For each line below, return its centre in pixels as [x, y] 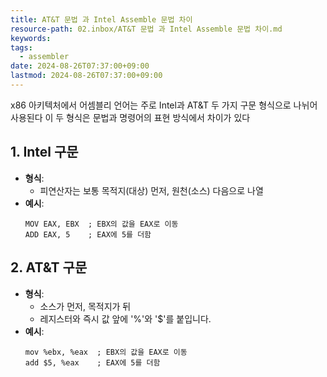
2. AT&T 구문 [49, 267]
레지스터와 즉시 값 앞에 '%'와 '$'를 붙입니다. [125, 318]
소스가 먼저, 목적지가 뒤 [85, 306]
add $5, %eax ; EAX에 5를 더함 [92, 362]
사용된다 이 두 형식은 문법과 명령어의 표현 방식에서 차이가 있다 [130, 117]
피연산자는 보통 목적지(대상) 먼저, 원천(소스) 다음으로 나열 [151, 190]
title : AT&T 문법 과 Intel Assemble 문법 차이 [101, 19]
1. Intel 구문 [44, 152]
